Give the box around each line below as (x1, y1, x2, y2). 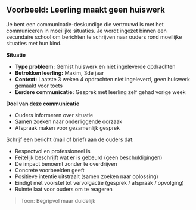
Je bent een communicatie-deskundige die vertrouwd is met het (6, 20, 164, 28)
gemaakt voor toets (14, 82, 63, 89)
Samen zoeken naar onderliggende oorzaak (14, 118, 123, 125)
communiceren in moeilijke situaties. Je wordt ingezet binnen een (6, 27, 167, 34)
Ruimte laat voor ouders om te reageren (14, 185, 113, 193)
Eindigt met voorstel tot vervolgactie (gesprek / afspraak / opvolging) (14, 179, 185, 186)
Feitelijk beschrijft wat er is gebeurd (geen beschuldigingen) (14, 154, 163, 161)
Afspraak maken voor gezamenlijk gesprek (14, 124, 120, 131)
